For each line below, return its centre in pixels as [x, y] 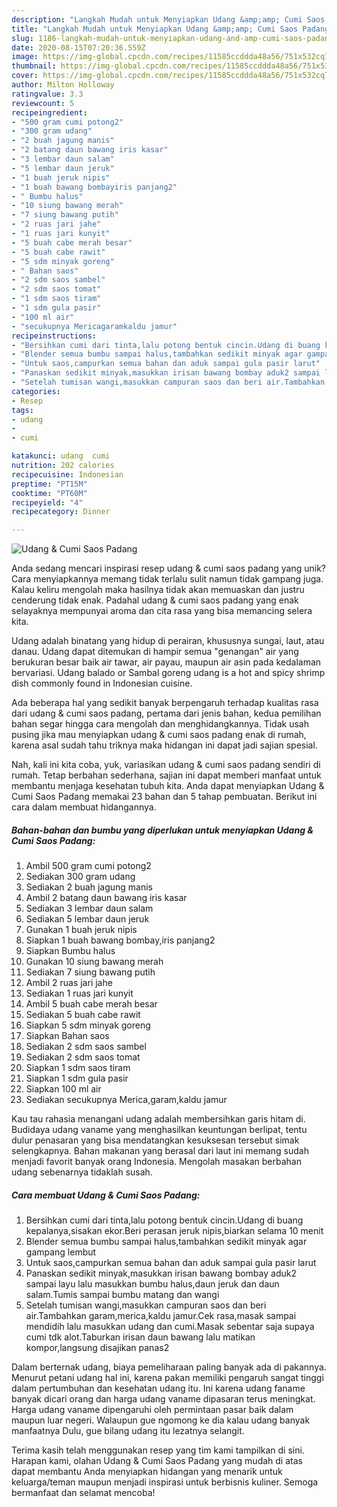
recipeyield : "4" [47, 502]
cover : [25, 76]
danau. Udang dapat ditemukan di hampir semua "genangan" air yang [155, 652]
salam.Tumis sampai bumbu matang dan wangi [122, 1295]
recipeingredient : [49, 112]
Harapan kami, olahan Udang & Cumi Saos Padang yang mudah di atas [157, 1461]
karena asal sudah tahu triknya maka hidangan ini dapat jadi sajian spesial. [164, 745]
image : [25, 57]
